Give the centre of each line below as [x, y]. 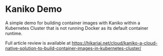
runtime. [14, 33]
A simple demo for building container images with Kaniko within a [73, 23]
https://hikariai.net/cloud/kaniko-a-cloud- [115, 43]
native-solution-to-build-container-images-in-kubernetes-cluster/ [73, 48]
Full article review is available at [38, 43]
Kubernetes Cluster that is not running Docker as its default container [77, 28]
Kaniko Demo [34, 9]
